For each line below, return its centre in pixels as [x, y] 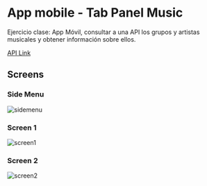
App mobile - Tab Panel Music [95, 13]
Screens [25, 75]
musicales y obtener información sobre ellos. [72, 39]
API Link [19, 53]
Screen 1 [22, 128]
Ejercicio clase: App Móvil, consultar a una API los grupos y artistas [104, 32]
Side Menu [26, 94]
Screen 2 [23, 160]
